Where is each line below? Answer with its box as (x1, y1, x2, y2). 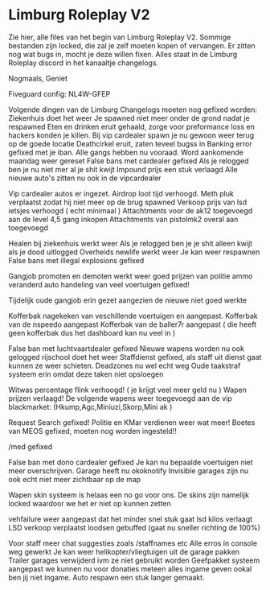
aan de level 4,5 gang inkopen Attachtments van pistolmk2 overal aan (8, 214, 239, 224)
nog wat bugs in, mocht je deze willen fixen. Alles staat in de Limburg (8, 49, 238, 59)
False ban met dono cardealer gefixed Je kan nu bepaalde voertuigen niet (8, 457, 253, 467)
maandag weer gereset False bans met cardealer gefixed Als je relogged (8, 155, 249, 166)
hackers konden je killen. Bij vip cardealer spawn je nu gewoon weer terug (8, 130, 255, 140)
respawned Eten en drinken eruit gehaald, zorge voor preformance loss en (8, 122, 255, 131)
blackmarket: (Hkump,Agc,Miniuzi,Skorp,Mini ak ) (8, 402, 173, 411)
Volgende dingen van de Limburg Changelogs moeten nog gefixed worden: (8, 105, 258, 114)
